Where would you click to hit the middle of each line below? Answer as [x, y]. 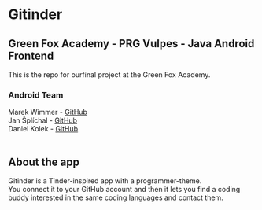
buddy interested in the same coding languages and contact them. [116, 197]
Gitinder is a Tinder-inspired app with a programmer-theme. [105, 181]
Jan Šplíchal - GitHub [42, 120]
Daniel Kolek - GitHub [43, 129]
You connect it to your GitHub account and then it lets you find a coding [124, 190]
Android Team [36, 94]
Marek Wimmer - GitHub [48, 112]
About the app [44, 162]
